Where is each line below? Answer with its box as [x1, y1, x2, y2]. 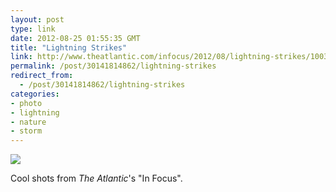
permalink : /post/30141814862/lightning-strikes [10, 61, 217, 71]
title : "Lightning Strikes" [10, 42, 128, 53]
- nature [10, 117, 47, 127]
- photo [10, 98, 43, 108]
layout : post [10, 14, 65, 25]
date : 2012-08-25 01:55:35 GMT [10, 33, 141, 43]
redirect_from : [10, 71, 74, 81]
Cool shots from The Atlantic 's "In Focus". [10, 172, 183, 185]
